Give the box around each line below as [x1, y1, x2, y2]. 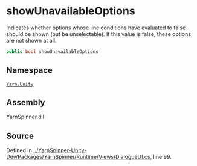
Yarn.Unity [6, 81, 34, 87]
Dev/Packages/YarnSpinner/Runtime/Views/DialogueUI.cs [6, 153, 150, 161]
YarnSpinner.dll [6, 113, 44, 121]
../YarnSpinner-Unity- [33, 147, 87, 154]
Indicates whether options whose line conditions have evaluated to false [6, 24, 186, 31]
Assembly [6, 97, 45, 108]
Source [6, 131, 34, 141]
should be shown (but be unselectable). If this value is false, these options [6, 30, 192, 37]
